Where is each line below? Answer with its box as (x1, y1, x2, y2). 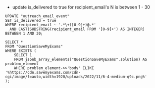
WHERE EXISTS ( (5, 48, 37, 53)
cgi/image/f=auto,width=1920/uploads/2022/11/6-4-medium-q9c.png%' (5, 74, 148, 79)
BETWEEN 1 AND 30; (5, 31, 43, 36)
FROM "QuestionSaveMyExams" (5, 44, 63, 49)
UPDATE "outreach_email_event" (5, 14, 70, 19)
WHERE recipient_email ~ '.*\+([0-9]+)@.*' (5, 22, 97, 27)
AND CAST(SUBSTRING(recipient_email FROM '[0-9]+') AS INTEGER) (9, 27, 145, 32)
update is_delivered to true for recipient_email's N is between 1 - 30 (12, 4, 150, 10)
